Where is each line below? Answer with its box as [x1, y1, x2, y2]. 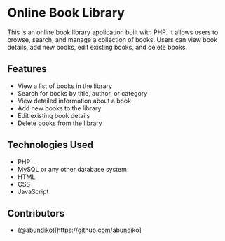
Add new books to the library [17, 103, 102, 112]
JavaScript [17, 187, 49, 196]
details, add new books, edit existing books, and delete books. [7, 43, 188, 51]
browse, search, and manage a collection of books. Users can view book [7, 35, 218, 43]
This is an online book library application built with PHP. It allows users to [7, 28, 219, 36]
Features [7, 63, 47, 75]
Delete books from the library [17, 119, 103, 127]
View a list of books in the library [17, 82, 112, 90]
